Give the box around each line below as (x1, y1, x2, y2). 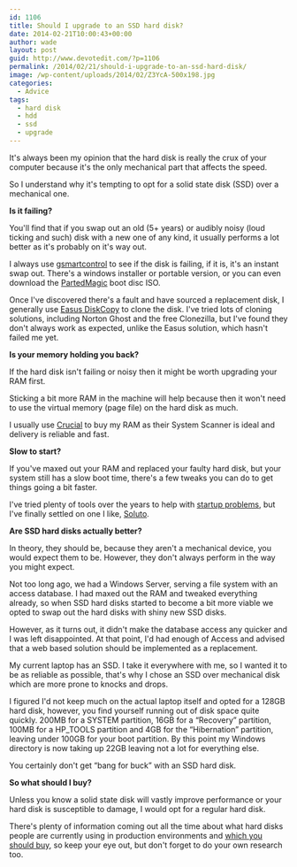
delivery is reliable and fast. (9, 428, 110, 439)
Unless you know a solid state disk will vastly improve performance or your (9, 794, 283, 805)
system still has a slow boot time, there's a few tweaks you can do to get (9, 472, 274, 483)
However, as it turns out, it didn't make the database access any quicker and (9, 624, 288, 634)
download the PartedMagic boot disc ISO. (9, 277, 161, 288)
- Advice (17, 87, 49, 96)
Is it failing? (9, 205, 53, 216)
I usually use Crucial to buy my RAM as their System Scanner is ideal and (9, 419, 276, 430)
